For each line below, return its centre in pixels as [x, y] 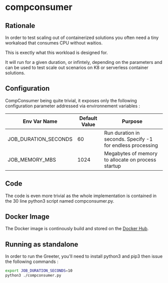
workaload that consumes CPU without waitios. [54, 43]
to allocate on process [130, 160]
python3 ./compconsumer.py [33, 276]
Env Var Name [40, 121]
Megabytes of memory [131, 153]
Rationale [20, 26]
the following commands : [32, 262]
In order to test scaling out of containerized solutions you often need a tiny [82, 37]
